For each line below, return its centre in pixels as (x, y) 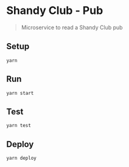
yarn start (20, 93)
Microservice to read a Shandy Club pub (72, 27)
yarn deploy (21, 158)
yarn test (19, 126)
